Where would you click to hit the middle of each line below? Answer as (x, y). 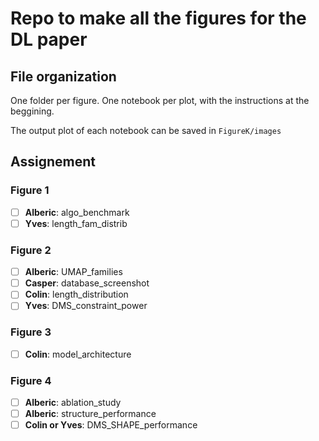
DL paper (49, 39)
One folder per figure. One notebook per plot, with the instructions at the (160, 100)
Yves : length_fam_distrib (76, 223)
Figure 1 (30, 190)
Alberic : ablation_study (73, 403)
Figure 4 (31, 380)
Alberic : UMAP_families (73, 272)
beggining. (32, 111)
